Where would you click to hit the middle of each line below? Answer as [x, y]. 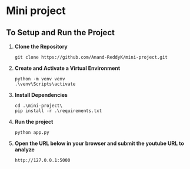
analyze [25, 150]
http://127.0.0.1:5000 [42, 160]
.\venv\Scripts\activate [45, 84]
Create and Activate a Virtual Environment [67, 68]
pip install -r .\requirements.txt [58, 111]
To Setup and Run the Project [60, 33]
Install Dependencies [41, 95]
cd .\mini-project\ [39, 106]
